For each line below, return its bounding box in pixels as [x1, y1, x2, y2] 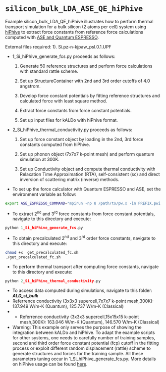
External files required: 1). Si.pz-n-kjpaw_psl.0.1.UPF [5, 44, 111, 49]
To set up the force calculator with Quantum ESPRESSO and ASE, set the [12, 186, 161, 192]
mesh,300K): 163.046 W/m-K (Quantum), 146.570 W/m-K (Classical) [19, 319, 160, 325]
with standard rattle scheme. [19, 68, 78, 74]
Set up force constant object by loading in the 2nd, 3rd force [19, 136, 144, 142]
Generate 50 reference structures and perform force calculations [19, 63, 153, 69]
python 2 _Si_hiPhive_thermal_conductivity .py [5, 279, 101, 283]
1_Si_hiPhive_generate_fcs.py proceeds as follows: [12, 53, 115, 59]
